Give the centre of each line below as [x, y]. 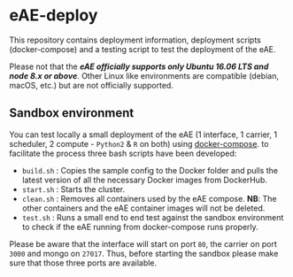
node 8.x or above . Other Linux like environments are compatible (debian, [144, 75]
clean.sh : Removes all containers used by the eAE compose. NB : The [149, 198]
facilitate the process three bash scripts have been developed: [123, 153]
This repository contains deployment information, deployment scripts [135, 40]
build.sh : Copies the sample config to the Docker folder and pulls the [150, 170]
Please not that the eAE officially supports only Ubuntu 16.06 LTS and [139, 66]
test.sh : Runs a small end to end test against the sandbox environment [153, 217]
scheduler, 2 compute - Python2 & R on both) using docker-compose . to [139, 143]
